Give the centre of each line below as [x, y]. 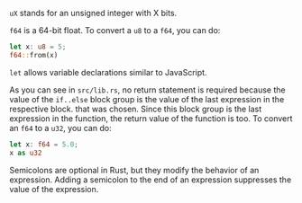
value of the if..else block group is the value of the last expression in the [147, 99]
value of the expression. [54, 189]
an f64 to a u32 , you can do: [60, 128]
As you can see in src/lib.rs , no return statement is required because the [147, 90]
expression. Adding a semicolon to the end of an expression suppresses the [151, 180]
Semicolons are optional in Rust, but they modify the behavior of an [134, 170]
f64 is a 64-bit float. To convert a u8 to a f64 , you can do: [115, 30]
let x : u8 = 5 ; [38, 47]
